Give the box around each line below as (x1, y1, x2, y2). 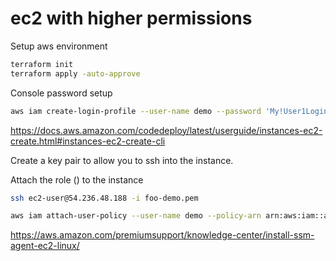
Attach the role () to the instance (10, 173, 144, 186)
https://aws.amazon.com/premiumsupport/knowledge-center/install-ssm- (10, 229, 315, 241)
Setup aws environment (10, 40, 108, 52)
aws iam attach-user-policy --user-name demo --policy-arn (10, 211, 262, 221)
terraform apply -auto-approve (10, 68, 141, 79)
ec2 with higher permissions (10, 7, 253, 30)
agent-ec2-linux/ (10, 240, 80, 252)
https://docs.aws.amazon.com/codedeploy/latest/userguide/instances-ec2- (10, 124, 323, 136)
